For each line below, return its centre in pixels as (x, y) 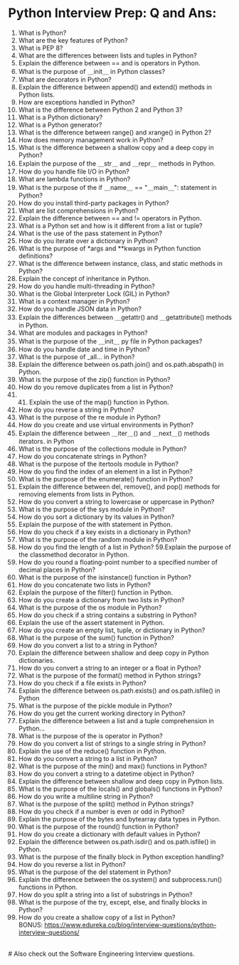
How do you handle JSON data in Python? (80, 309)
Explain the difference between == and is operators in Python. (110, 63)
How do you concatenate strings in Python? (83, 456)
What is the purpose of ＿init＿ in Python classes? (92, 71)
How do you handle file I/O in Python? (74, 171)
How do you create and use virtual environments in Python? (106, 425)
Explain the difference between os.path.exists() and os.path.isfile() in (119, 691)
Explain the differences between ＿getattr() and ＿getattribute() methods (125, 317)
